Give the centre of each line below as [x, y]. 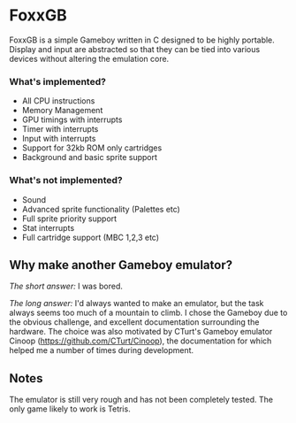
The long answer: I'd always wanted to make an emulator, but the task [137, 304]
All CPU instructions [58, 101]
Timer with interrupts [60, 129]
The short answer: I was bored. [66, 286]
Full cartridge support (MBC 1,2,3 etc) [91, 237]
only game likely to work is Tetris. [70, 409]
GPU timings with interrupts [72, 119]
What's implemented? [57, 81]
